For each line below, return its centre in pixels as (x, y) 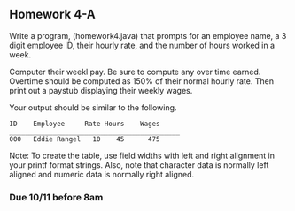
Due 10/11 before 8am (56, 197)
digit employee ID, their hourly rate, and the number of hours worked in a (142, 45)
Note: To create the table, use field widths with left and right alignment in (142, 155)
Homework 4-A (52, 15)
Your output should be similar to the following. (93, 107)
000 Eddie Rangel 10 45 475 (85, 139)
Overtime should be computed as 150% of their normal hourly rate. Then (142, 81)
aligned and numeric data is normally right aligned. (102, 174)
